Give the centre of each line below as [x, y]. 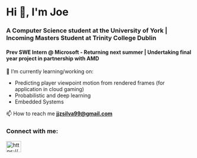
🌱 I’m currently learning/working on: [50, 72]
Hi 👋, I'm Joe [38, 12]
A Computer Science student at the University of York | [87, 31]
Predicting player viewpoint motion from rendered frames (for [90, 83]
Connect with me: [32, 131]
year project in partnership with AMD [53, 58]
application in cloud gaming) [49, 89]
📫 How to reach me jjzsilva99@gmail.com [59, 114]
